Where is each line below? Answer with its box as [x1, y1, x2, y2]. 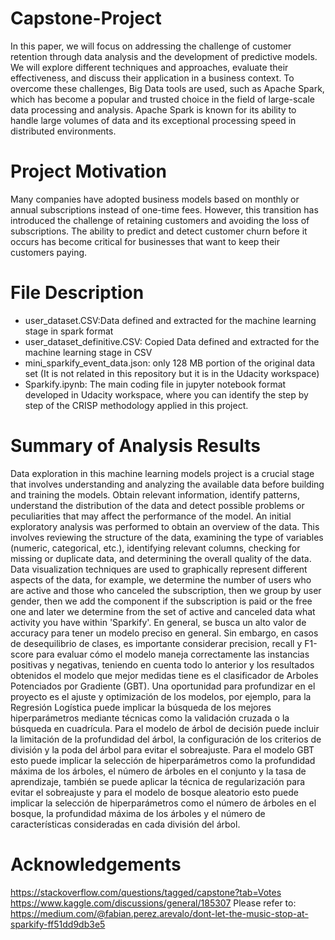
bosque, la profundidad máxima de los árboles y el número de [10, 807, 266, 819]
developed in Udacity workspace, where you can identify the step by [24, 388, 309, 401]
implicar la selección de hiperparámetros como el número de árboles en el [10, 797, 317, 809]
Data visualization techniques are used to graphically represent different [10, 563, 308, 575]
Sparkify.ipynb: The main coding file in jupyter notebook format [24, 378, 287, 390]
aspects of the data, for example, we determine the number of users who [10, 573, 312, 586]
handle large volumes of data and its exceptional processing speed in [10, 114, 297, 126]
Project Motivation [10, 160, 167, 183]
